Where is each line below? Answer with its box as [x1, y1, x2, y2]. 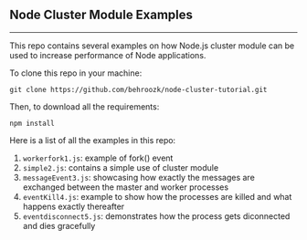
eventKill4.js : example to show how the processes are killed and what [22, 191, 292, 202]
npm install [9, 119, 55, 128]
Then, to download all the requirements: [9, 100, 160, 112]
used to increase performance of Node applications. [9, 49, 206, 60]
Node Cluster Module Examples [9, 7, 194, 23]
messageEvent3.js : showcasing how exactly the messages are [22, 172, 256, 183]
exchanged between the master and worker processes [22, 182, 229, 193]
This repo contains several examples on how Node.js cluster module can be [9, 40, 295, 51]
